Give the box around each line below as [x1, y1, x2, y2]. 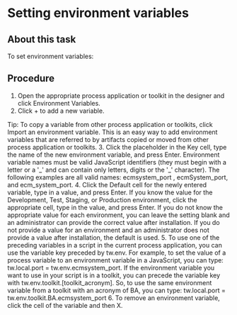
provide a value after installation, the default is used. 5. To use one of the [7, 233, 220, 242]
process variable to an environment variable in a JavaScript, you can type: [7, 255, 224, 264]
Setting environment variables [7, 5, 190, 21]
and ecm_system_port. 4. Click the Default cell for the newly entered [7, 180, 207, 189]
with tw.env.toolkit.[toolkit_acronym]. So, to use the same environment [7, 278, 212, 287]
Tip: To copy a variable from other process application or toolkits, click [7, 120, 214, 128]
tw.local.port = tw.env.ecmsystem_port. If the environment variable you [7, 263, 215, 272]
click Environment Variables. [17, 99, 100, 107]
